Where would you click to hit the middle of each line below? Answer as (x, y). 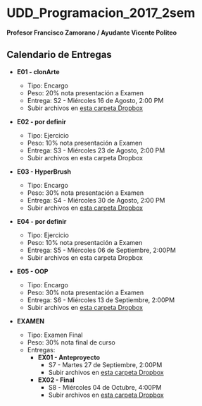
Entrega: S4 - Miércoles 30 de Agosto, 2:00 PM (96, 200)
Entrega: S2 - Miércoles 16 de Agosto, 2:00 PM (95, 100)
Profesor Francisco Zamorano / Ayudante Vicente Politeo (92, 32)
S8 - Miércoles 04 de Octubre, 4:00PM (105, 387)
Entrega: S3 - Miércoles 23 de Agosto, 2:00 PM (96, 150)
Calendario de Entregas (59, 55)
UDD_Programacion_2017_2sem (101, 13)
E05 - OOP (32, 271)
